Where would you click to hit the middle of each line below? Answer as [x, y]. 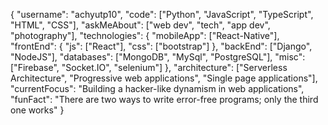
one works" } [37, 110]
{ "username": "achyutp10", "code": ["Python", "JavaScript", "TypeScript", [162, 14]
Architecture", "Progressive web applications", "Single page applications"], [164, 78]
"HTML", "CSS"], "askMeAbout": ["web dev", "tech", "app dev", [140, 25]
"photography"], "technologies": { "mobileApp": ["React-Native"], [145, 35]
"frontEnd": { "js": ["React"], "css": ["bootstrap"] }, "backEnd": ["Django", [161, 46]
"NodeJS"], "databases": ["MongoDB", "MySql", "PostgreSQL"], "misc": [158, 57]
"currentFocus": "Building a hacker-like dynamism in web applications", [157, 88]
